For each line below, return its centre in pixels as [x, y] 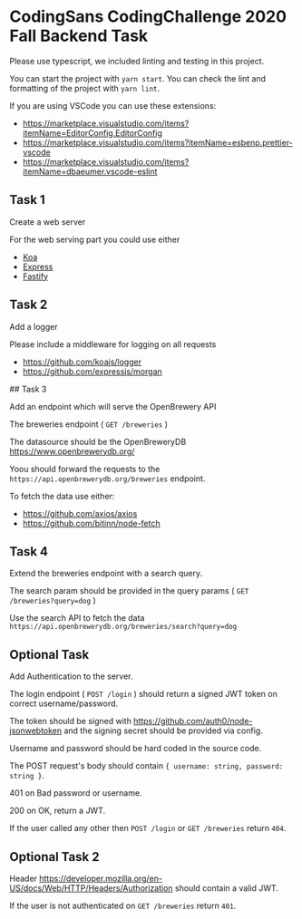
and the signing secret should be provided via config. [163, 730]
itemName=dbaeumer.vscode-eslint [90, 171]
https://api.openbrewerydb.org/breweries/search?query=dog [123, 627]
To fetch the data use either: [62, 496]
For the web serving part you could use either [95, 239]
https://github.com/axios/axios [80, 513]
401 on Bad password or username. [76, 793]
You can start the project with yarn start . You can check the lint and [137, 78]
